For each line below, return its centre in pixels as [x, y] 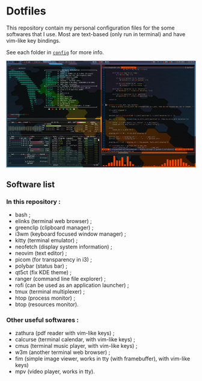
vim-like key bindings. [33, 40]
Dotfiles [26, 11]
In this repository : [34, 201]
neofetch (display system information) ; [63, 247]
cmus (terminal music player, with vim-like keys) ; [76, 346]
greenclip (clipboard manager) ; [54, 228]
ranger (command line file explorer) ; [60, 279]
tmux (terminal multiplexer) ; [50, 292]
